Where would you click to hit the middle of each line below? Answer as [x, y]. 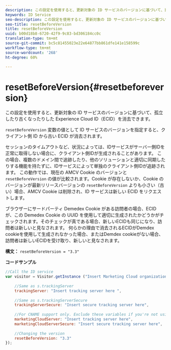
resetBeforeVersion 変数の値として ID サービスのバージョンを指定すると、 [83, 130]
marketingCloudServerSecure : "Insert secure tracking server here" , [89, 324]
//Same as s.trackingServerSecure [51, 300]
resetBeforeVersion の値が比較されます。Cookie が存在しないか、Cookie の [84, 179]
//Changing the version [40, 333]
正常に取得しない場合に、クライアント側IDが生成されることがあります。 [81, 153]
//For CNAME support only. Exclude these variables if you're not [86, 315]
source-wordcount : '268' [32, 52]
